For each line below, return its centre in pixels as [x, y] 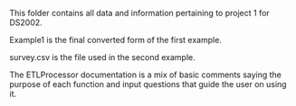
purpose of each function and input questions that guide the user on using [148, 84]
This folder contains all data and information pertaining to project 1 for [139, 13]
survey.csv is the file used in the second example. [103, 57]
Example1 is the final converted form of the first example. [115, 40]
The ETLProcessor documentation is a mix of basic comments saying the [146, 75]
